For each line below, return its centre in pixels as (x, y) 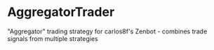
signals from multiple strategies (53, 38)
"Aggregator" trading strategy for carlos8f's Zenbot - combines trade (107, 31)
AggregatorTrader (61, 12)
